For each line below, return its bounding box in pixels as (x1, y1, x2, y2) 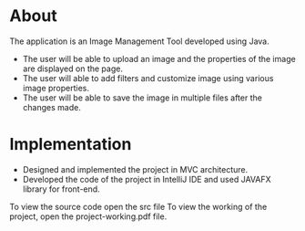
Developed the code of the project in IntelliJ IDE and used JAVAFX (22, 173, 271, 184)
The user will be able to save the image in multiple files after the (22, 92, 262, 103)
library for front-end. (22, 184, 100, 194)
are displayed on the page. (22, 63, 123, 74)
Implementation (9, 134, 132, 155)
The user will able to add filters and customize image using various (22, 72, 274, 83)
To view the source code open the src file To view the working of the (9, 201, 268, 212)
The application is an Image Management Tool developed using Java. (9, 36, 270, 47)
